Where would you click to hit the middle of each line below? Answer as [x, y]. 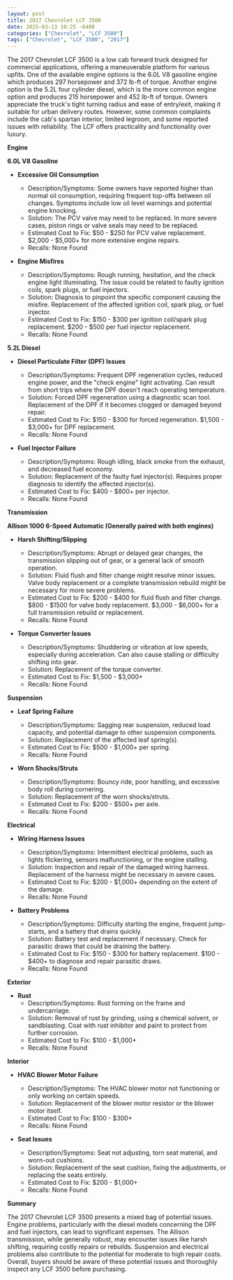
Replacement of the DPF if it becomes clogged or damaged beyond [125, 405]
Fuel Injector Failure [47, 448]
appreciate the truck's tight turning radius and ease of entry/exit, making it [114, 104]
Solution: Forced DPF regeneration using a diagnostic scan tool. [119, 398]
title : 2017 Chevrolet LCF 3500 [54, 20]
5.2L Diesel [24, 348]
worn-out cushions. [56, 1160]
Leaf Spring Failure [45, 712]
